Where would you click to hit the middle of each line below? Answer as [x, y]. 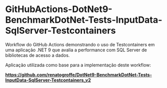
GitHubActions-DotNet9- [59, 9]
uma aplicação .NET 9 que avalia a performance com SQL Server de [76, 50]
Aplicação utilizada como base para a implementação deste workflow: [78, 65]
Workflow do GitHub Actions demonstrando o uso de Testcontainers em [80, 44]
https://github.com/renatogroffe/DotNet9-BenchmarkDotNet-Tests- [79, 74]
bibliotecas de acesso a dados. [38, 55]
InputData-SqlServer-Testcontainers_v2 [48, 80]
